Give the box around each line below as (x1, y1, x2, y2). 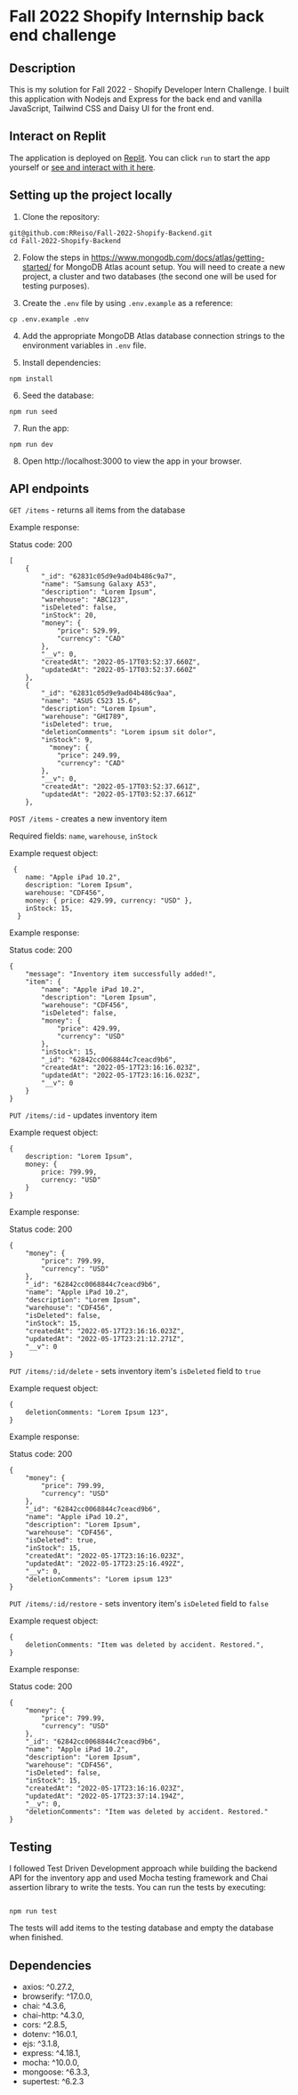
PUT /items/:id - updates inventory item (9, 1110, 157, 1120)
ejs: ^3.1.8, (21, 2038, 60, 2049)
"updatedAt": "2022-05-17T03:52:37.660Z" (41, 666, 197, 675)
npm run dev (9, 440, 53, 449)
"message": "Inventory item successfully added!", (25, 970, 217, 979)
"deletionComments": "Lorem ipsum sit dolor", (41, 728, 217, 737)
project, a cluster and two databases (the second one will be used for (21, 271, 278, 281)
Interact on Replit (9, 129, 107, 144)
